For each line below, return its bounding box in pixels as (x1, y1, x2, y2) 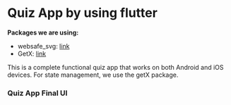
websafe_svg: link (17, 42, 70, 50)
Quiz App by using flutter (7, 5, 158, 21)
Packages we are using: (7, 28, 79, 37)
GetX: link (17, 49, 47, 58)
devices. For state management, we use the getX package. (7, 70, 179, 79)
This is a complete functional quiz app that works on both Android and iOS (7, 63, 224, 71)
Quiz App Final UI (7, 88, 68, 98)
